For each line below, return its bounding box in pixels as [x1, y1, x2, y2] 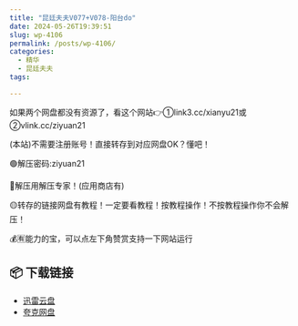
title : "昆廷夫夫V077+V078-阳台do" [9, 13, 137, 23]
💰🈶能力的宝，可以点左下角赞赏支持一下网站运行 [9, 233, 193, 244]
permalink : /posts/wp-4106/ [9, 38, 117, 48]
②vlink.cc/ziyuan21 [9, 119, 86, 130]
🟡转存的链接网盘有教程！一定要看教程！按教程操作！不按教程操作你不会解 [9, 199, 289, 210]
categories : [9, 47, 55, 56]
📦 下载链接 [9, 265, 75, 280]
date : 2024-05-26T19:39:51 [9, 22, 112, 31]
